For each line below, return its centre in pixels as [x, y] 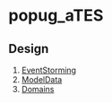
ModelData [42, 80]
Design [29, 49]
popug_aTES [56, 16]
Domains [38, 89]
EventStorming [49, 70]
